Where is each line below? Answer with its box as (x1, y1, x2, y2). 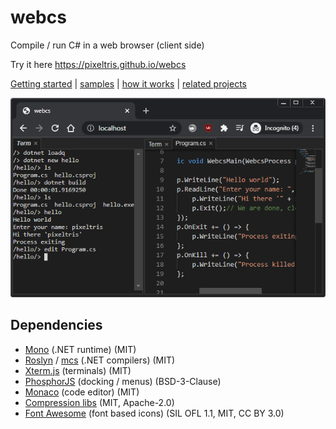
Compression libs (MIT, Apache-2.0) (24, 396, 175, 408)
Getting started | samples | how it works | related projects (10, 77, 248, 90)
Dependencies (10, 317, 103, 334)
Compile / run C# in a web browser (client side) (10, 39, 205, 51)
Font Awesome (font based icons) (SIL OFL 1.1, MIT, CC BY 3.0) (24, 407, 285, 419)
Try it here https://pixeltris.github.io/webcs (10, 58, 187, 70)
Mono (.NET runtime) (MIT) (24, 343, 137, 355)
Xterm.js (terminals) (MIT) (24, 364, 132, 376)
